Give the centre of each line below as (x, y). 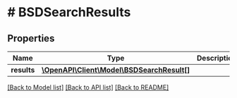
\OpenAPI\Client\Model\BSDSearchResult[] (116, 70)
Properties (31, 38)
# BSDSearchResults (69, 12)
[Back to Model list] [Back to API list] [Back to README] (88, 87)
